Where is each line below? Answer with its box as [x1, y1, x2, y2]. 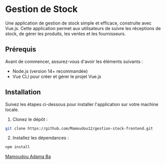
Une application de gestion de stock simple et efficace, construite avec [5, 20, 151, 26]
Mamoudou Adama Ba [5, 153, 51, 159]
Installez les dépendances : [12, 135, 69, 141]
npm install [5, 144, 30, 149]
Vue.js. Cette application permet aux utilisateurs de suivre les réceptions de [5, 25, 161, 31]
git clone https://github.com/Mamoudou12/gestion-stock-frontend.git [5, 126, 153, 131]
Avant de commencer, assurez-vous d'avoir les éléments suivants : [5, 58, 143, 64]
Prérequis [5, 45, 36, 53]
